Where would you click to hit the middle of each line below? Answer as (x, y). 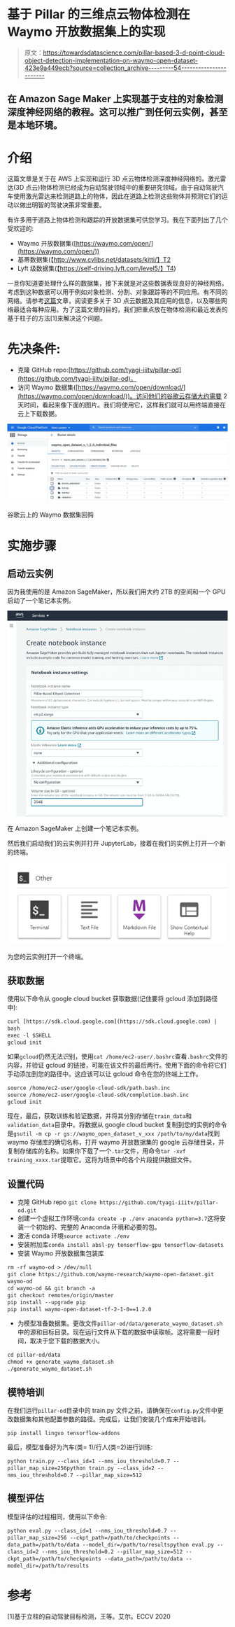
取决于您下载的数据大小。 (66, 1341)
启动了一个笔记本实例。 (41, 601)
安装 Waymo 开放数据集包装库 (60, 1253)
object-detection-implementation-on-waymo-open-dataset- (111, 60)
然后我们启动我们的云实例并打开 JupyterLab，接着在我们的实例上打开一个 (114, 843)
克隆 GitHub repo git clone (57, 1202)
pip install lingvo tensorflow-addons (64, 1433)
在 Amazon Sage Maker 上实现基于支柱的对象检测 (115, 99)
